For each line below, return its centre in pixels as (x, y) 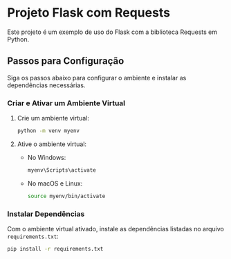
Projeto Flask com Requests (89, 13)
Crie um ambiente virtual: (53, 118)
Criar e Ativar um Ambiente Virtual (66, 103)
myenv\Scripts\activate (62, 170)
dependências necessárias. (46, 85)
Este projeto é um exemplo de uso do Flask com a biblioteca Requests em (112, 32)
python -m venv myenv (48, 131)
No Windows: (47, 157)
